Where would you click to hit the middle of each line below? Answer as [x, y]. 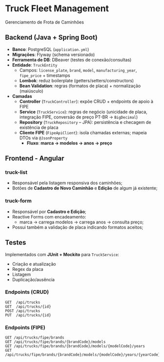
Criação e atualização [34, 264]
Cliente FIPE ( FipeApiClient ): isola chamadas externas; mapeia [83, 132]
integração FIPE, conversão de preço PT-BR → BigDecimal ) [79, 117]
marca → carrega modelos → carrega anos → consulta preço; [82, 222]
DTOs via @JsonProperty [43, 138]
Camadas [22, 96]
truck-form [18, 201]
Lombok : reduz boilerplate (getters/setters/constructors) [77, 80]
